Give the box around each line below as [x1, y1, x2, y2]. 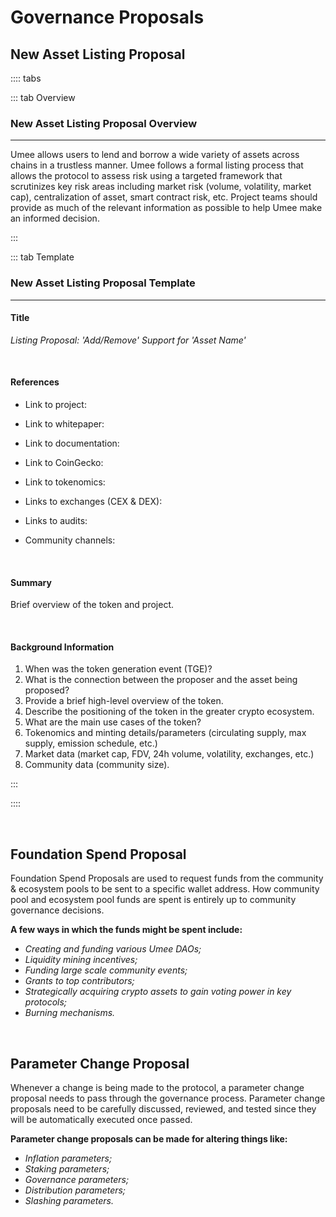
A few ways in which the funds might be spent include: [10, 924, 243, 936]
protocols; [24, 996, 68, 1008]
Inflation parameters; [24, 1152, 113, 1165]
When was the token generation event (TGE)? [24, 663, 213, 675]
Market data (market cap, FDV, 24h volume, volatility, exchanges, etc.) [24, 748, 315, 760]
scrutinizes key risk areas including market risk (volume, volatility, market [10, 181, 312, 193]
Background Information [10, 641, 115, 653]
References [10, 376, 60, 388]
